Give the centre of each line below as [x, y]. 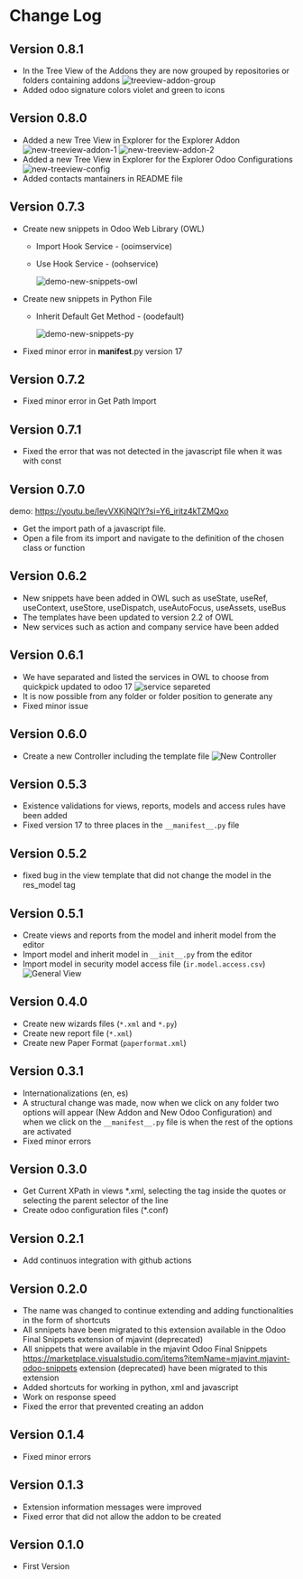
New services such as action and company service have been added [151, 626]
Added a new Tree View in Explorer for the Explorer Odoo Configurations [157, 159]
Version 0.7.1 [46, 430]
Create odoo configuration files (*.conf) [95, 1210]
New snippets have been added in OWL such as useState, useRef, [145, 598]
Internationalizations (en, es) [75, 1093]
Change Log [55, 16]
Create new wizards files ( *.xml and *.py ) [100, 1023]
